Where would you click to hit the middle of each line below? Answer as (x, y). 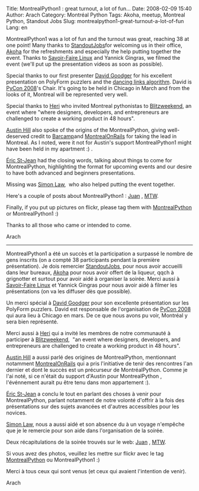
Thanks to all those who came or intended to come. (69, 225)
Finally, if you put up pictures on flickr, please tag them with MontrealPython (99, 207)
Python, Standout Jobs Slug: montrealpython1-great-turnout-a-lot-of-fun (95, 21)
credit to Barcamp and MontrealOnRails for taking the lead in (103, 136)
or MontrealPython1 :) (32, 214)
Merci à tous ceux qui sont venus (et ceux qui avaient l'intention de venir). (96, 471)
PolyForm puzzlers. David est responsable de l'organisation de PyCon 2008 (99, 309)
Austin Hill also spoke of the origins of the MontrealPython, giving (86, 130)
